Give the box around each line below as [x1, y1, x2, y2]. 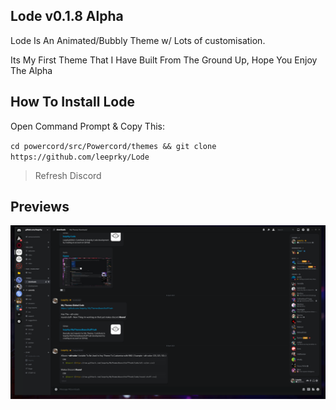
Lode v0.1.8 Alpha [10, 8, 124, 25]
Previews [10, 199, 70, 216]
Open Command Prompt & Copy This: [10, 120, 165, 132]
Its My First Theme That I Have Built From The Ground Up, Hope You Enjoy [10, 54, 318, 66]
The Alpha [10, 64, 53, 76]
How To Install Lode [10, 94, 135, 111]
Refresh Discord [34, 169, 102, 181]
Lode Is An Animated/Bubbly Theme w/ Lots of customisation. [10, 34, 266, 46]
